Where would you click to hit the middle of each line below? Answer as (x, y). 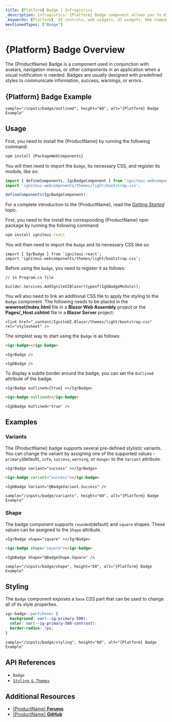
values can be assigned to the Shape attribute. (53, 530)
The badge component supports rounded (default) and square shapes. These (85, 524)
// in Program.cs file (29, 278)
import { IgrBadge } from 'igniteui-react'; (53, 254)
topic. (11, 210)
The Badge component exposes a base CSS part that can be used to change (84, 599)
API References (30, 663)
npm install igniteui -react (35, 235)
